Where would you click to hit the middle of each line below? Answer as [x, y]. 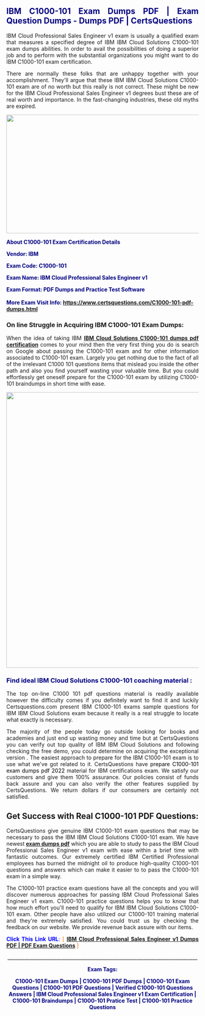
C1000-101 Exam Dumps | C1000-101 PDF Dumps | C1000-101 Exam [103, 981]
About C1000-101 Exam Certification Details [63, 242]
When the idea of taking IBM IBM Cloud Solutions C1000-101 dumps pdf [103, 338]
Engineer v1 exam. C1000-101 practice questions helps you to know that [103, 901]
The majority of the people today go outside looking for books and [103, 732]
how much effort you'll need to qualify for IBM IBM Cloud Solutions [92, 908]
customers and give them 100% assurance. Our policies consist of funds [103, 777]
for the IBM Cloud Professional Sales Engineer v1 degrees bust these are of [103, 93]
